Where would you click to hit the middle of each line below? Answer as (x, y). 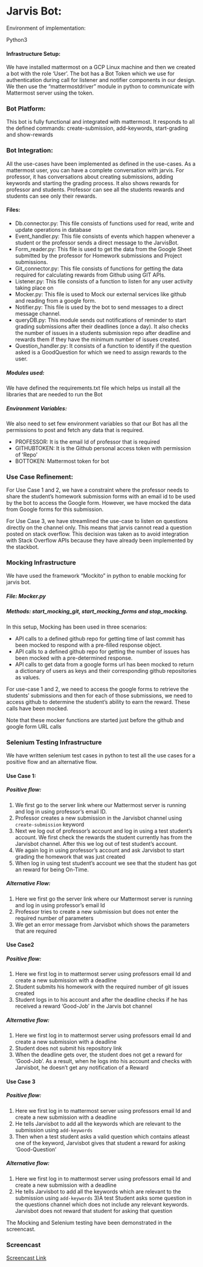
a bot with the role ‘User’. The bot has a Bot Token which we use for (91, 73)
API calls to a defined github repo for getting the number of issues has (102, 651)
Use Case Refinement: (40, 476)
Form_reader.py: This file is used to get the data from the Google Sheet (103, 249)
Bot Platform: (26, 109)
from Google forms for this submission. (55, 509)
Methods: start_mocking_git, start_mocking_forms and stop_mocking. (97, 612)
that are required (36, 931)
